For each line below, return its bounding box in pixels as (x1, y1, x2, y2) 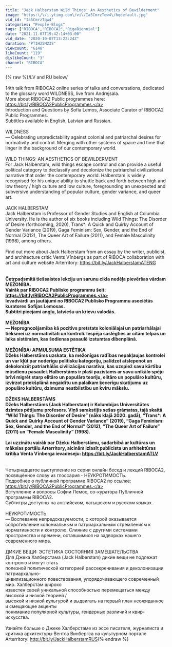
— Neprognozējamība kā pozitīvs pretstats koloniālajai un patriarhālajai (5, 325, 161, 331)
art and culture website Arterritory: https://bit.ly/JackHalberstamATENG (5, 260, 156, 266)
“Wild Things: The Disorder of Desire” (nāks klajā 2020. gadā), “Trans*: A (5, 412, 166, 418)
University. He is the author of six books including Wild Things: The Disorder (5, 216, 167, 222)
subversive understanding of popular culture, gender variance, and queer (5, 188, 161, 195)
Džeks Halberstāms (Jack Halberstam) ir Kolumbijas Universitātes (5, 402, 149, 408)
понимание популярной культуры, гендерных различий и (5, 609, 131, 615)
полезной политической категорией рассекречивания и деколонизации (5, 565, 164, 572)
